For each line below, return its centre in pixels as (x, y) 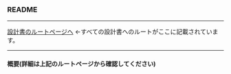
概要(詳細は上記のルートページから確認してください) (81, 64)
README (22, 10)
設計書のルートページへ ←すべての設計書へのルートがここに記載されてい (110, 32)
